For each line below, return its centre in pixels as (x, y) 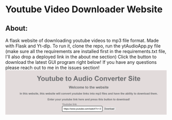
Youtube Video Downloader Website (84, 9)
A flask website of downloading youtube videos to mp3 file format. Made (82, 40)
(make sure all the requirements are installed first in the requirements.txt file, (86, 51)
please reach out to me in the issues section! (52, 68)
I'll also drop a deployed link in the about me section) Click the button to (81, 57)
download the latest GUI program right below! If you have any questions (81, 62)
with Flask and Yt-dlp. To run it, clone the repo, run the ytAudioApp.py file (83, 46)
